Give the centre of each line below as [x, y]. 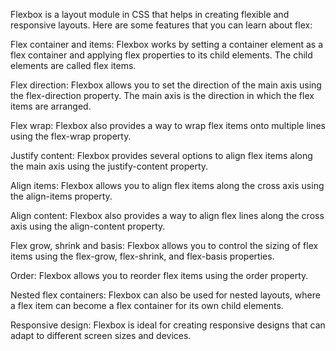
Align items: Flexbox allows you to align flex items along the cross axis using [167, 185]
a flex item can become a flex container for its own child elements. [147, 305]
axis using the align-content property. [88, 226]
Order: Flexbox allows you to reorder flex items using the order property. [159, 275]
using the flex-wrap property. [71, 136]
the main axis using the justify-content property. [109, 166]
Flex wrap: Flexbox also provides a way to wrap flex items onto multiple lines [168, 125]
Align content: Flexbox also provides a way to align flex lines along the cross [167, 215]
